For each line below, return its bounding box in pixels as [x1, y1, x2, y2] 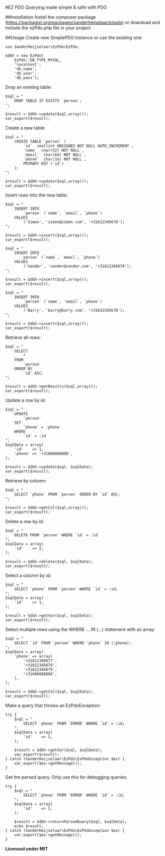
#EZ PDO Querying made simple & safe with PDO [5, 5, 107, 10]
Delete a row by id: [5, 519, 44, 524]
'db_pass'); [14, 75, 39, 80]
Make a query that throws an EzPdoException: [5, 702, 101, 709]
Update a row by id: [5, 397, 46, 403]
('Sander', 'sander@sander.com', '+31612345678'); [23, 264, 132, 269]
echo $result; [14, 824, 44, 829]
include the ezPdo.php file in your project [5, 25, 91, 31]
